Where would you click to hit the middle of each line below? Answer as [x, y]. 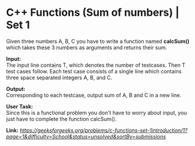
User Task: [20, 106]
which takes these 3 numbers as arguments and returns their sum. [87, 47]
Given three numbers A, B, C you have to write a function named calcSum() [98, 41]
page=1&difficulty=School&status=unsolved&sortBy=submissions [86, 136]
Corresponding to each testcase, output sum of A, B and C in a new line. [94, 95]
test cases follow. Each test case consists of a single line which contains [94, 71]
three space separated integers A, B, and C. [59, 77]
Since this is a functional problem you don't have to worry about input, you [97, 113]
